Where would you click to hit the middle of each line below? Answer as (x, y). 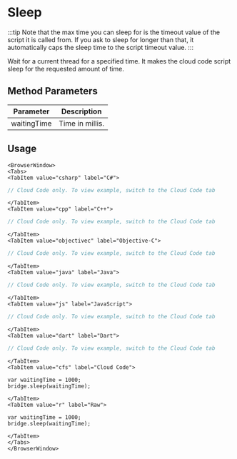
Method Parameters (52, 91)
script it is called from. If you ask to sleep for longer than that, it (101, 39)
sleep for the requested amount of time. (66, 69)
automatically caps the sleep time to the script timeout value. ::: (101, 47)
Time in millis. (82, 123)
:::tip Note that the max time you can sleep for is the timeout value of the (114, 32)
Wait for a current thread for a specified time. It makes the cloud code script (119, 61)
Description (81, 111)
